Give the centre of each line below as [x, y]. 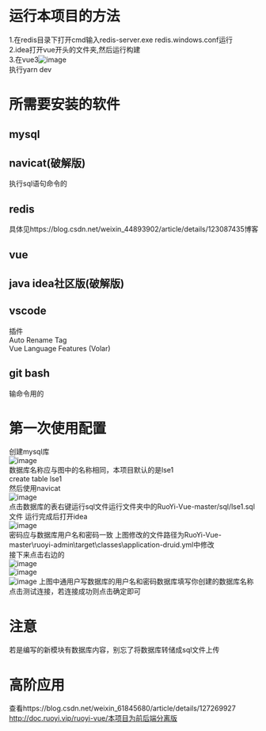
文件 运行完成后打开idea [48, 517]
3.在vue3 [24, 59]
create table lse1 [36, 479]
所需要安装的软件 [65, 105]
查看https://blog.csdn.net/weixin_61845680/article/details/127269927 [122, 708]
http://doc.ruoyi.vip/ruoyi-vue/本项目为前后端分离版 [93, 718]
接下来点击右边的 [37, 555]
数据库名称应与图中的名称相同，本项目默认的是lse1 [91, 470]
